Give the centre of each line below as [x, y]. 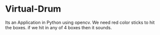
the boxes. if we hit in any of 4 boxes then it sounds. [59, 27]
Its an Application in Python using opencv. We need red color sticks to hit [80, 22]
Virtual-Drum [33, 9]
